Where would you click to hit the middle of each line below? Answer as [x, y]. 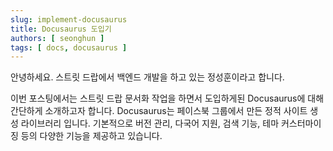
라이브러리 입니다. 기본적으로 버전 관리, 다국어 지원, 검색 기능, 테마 [150, 123]
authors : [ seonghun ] [57, 38]
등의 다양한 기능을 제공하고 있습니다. [91, 136]
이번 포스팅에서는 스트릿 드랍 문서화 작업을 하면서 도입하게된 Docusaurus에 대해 [167, 98]
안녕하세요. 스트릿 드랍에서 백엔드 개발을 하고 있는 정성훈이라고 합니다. [147, 77]
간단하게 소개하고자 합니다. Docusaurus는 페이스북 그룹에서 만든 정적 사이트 [159, 111]
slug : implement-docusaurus [69, 19]
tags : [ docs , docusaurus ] [69, 47]
